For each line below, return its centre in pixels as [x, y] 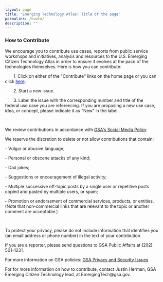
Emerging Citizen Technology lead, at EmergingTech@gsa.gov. [68, 274]
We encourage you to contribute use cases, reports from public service [77, 51]
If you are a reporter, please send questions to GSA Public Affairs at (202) [79, 245]
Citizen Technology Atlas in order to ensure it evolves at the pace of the [77, 61]
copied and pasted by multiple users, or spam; [52, 192]
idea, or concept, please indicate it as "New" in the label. [62, 110]
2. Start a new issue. [34, 90]
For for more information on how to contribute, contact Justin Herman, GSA [81, 269]
